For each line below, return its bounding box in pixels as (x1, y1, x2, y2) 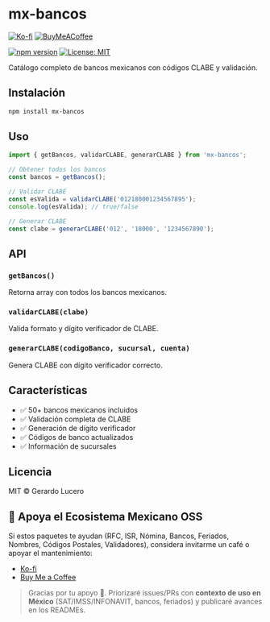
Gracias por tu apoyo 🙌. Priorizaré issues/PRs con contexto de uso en (27, 588, 261, 598)
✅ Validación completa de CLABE (19, 414, 131, 424)
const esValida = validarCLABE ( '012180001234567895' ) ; (8, 195, 197, 203)
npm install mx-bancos (8, 107, 85, 115)
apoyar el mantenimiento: (8, 549, 93, 558)
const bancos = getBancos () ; (8, 173, 106, 181)
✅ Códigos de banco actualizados (19, 432, 134, 442)
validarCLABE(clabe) (8, 308, 89, 317)
